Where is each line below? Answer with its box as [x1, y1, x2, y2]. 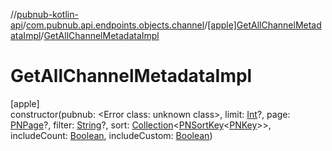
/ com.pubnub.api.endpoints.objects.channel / [22, 19, 208, 31]
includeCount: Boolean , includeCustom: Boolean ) [10, 129, 213, 141]
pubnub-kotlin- [16, 9, 79, 20]
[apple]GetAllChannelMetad [207, 19, 322, 31]
